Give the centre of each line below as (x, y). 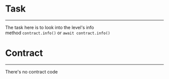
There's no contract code (31, 71)
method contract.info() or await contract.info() (58, 33)
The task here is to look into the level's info (50, 27)
